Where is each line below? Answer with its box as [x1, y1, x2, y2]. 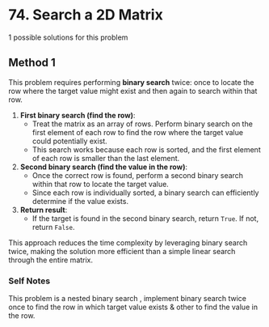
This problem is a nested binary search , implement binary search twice [8, 294, 246, 304]
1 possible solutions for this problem [8, 32, 128, 42]
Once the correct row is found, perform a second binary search [32, 170, 244, 180]
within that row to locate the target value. [32, 179, 170, 189]
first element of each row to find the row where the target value [32, 127, 244, 137]
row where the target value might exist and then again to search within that [8, 86, 258, 96]
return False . [32, 222, 75, 231]
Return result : [19, 205, 68, 214]
